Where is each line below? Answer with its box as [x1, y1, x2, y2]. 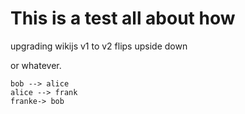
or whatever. [10, 59, 62, 71]
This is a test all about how [10, 7, 236, 30]
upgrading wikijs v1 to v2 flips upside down [10, 40, 188, 52]
